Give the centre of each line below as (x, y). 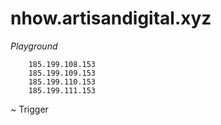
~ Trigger (29, 109)
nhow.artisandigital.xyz (111, 18)
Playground (34, 46)
